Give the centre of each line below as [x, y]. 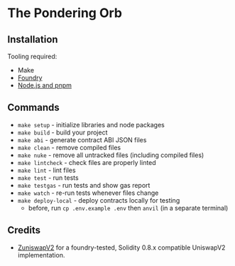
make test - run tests [48, 177]
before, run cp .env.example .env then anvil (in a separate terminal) [128, 208]
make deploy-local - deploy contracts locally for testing [99, 200]
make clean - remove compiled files [69, 147]
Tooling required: [32, 56]
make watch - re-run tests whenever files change [88, 193]
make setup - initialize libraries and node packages [91, 124]
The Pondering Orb [65, 13]
